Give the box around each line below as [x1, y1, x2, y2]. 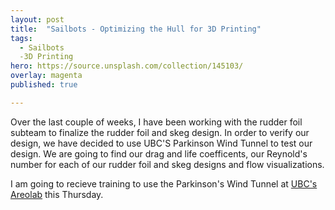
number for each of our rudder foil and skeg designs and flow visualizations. [10, 158, 325, 170]
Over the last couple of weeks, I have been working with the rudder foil [10, 116, 303, 128]
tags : [10, 33, 33, 43]
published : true [10, 80, 78, 90]
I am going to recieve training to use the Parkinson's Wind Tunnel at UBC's [10, 177, 318, 190]
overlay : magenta [10, 71, 83, 81]
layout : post [10, 14, 65, 25]
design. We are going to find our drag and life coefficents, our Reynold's [10, 147, 308, 160]
